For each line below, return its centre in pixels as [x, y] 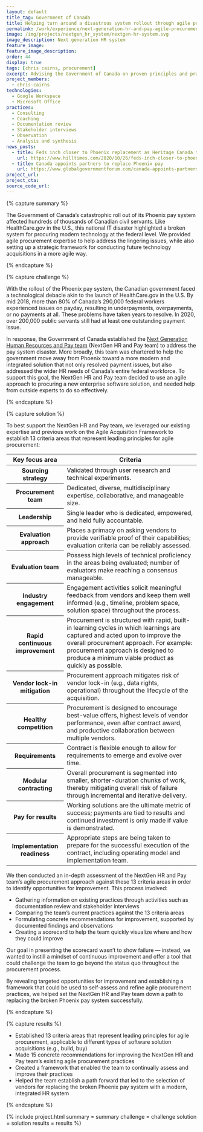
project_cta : [23, 181]
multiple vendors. [91, 738]
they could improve [39, 939]
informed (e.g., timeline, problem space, [123, 603]
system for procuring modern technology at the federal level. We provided [98, 234]
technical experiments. [99, 478]
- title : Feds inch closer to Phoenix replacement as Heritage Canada [102, 152]
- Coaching [25, 118]
